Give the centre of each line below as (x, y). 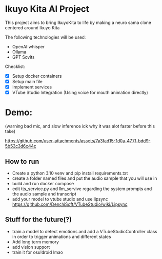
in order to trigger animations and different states (61, 237)
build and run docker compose (43, 183)
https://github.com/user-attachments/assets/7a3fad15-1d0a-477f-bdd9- (78, 141)
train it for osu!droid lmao (38, 252)
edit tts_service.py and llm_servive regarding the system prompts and (82, 189)
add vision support (31, 247)
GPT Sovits (23, 57)
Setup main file (27, 81)
